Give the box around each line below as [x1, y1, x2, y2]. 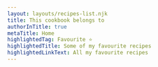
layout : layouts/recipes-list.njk [7, 10, 108, 17]
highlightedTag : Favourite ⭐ [7, 36, 93, 43]
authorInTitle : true [7, 23, 68, 30]
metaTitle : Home [7, 29, 55, 37]
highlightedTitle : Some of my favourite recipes [7, 43, 152, 50]
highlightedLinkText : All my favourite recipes [7, 50, 149, 57]
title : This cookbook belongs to [7, 17, 105, 24]
